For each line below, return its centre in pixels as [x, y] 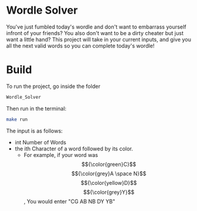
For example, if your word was [61, 155]
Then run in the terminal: [36, 108]
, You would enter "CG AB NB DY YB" [69, 201]
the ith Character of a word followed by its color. [74, 149]
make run [17, 119]
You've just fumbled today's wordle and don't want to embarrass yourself [96, 27]
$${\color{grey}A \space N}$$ [109, 174]
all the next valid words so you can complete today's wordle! [80, 46]
